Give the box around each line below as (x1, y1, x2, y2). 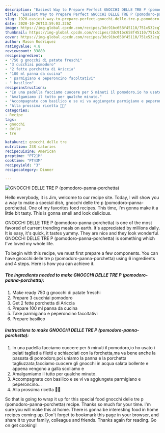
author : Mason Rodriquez (5, 39, 56, 44)
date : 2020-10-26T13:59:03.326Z (5, 21, 71, 26)
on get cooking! (5, 422, 37, 429)
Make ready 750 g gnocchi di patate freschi (12, 290, 101, 296)
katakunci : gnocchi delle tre (5, 140, 67, 145)
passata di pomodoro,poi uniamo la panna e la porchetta (12, 355, 127, 361)
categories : (5, 108, 29, 113)
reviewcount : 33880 (5, 48, 45, 53)
